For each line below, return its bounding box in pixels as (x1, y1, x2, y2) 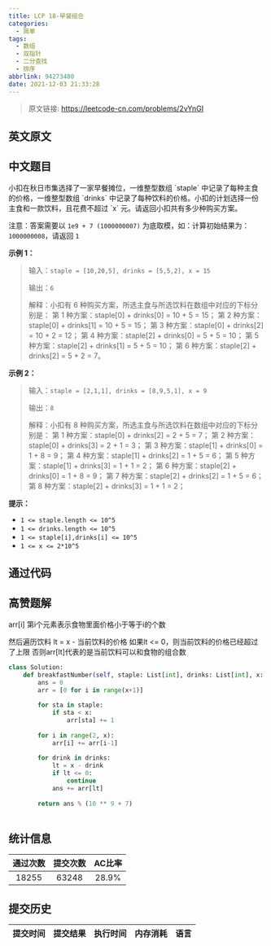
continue (66, 777, 96, 786)
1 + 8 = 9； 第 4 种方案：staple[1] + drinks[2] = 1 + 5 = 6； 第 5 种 (28, 450, 248, 460)
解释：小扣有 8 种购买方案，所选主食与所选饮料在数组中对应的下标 (28, 420, 251, 430)
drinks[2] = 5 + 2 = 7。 (28, 351, 106, 361)
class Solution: (8, 663, 63, 672)
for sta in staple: (37, 701, 104, 709)
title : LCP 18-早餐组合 (8, 11, 84, 20)
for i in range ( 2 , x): (37, 731, 115, 739)
